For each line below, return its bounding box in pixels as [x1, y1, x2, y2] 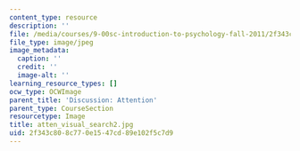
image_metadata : [9, 46, 70, 55]
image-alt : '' [17, 71, 70, 80]
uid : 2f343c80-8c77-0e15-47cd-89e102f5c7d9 [9, 129, 174, 138]
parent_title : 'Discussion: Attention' [9, 95, 158, 105]
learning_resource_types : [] [9, 79, 118, 88]
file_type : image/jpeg [9, 37, 94, 47]
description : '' [9, 21, 70, 30]
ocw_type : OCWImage [9, 87, 82, 96]
